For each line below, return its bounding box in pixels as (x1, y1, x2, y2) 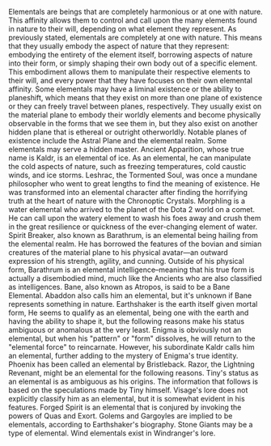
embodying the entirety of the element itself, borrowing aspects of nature (8, 50, 253, 59)
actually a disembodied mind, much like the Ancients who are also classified (8, 274, 263, 282)
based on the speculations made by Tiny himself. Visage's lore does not (8, 385, 248, 395)
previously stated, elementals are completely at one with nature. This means (8, 32, 263, 42)
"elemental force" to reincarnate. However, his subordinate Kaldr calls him (8, 342, 255, 351)
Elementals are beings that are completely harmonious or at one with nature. (8, 7, 263, 16)
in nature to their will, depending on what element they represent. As (8, 24, 237, 33)
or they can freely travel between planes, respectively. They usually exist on (8, 101, 262, 111)
